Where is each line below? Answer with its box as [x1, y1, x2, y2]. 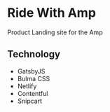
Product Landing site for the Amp [7, 28, 103, 36]
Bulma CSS [17, 74, 50, 83]
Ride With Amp [7, 5, 97, 21]
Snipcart [17, 97, 43, 105]
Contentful [17, 89, 48, 97]
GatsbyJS [17, 66, 46, 75]
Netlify [17, 82, 37, 90]
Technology [7, 48, 61, 60]
